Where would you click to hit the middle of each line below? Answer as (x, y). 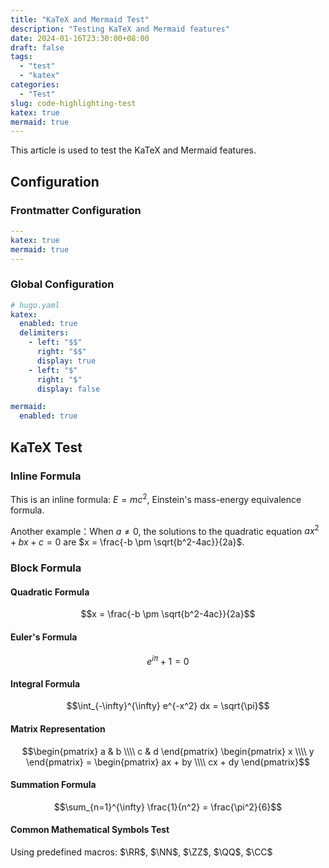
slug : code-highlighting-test (73, 103)
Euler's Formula (44, 637)
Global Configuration (62, 284)
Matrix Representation (58, 729)
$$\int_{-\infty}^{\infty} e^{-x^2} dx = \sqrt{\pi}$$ (168, 706)
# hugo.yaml (35, 305)
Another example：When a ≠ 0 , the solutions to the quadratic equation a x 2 (165, 530)
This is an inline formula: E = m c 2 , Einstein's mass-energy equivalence (156, 498)
